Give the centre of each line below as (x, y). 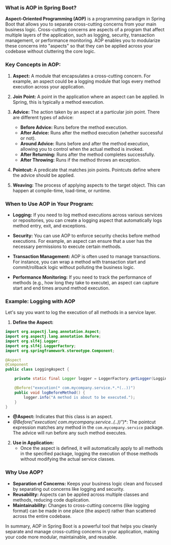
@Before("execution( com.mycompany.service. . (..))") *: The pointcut (84, 422)
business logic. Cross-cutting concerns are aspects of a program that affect (85, 30)
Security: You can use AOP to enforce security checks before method (86, 235)
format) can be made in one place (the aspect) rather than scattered (84, 511)
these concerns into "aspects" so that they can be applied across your (79, 46)
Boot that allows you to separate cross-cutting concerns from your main (81, 24)
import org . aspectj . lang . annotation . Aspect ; (53, 332)
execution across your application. (49, 86)
